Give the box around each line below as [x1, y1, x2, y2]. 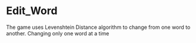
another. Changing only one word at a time [6, 29, 109, 37]
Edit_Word [6, 4, 58, 18]
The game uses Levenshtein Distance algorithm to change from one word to [6, 24, 191, 31]
